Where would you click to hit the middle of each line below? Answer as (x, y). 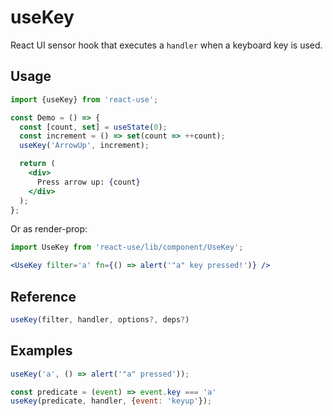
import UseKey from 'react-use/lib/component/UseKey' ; (127, 247)
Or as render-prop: (49, 229)
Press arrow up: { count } (88, 182)
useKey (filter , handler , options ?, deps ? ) (100, 319)
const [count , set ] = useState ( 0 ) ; (93, 127)
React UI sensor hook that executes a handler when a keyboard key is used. (166, 45)
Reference (43, 296)
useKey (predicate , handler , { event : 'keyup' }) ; (111, 401)
